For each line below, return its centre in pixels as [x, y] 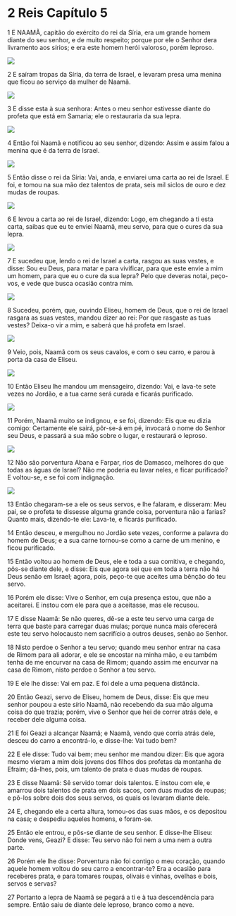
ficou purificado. [31, 548]
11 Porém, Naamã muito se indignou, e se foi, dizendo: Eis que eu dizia [109, 420]
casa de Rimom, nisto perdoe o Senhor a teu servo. [82, 670]
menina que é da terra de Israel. [54, 150]
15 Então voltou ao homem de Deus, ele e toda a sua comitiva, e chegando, [116, 561]
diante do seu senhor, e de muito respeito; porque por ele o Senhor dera [112, 39]
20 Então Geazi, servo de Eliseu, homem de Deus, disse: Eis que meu [108, 697]
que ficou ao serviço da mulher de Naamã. [69, 82]
